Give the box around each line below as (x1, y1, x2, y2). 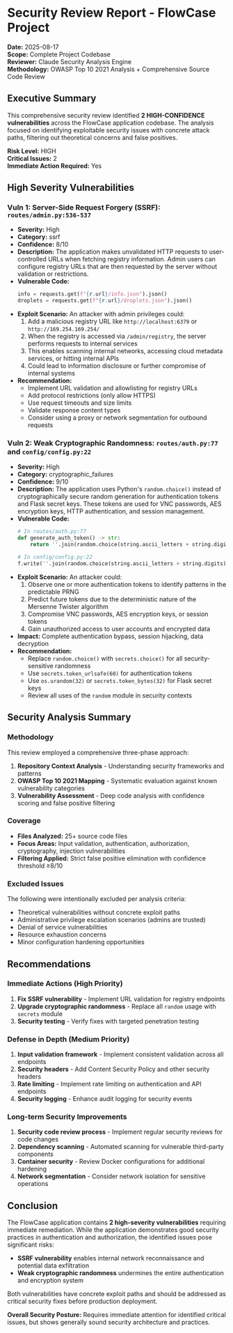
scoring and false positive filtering (17, 799, 115, 807)
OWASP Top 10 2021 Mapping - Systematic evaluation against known (17, 776, 218, 785)
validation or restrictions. (17, 270, 89, 278)
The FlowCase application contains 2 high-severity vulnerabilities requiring (7, 1218, 226, 1227)
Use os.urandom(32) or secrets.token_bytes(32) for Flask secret (27, 676, 212, 684)
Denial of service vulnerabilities (17, 923, 108, 932)
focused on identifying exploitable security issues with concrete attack (7, 125, 210, 134)
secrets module (17, 1009, 63, 1018)
